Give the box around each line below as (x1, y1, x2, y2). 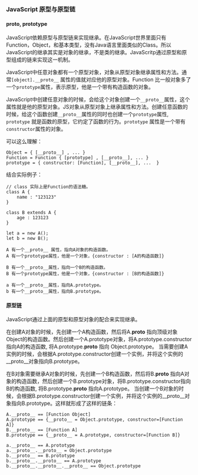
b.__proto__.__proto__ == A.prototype (6, 458, 101, 464)
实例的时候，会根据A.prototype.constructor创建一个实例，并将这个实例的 (6, 351, 184, 358)
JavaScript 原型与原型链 (6, 5, 75, 13)
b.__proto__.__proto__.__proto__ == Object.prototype (6, 463, 141, 469)
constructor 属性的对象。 (6, 126, 67, 133)
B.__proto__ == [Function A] (6, 427, 78, 433)
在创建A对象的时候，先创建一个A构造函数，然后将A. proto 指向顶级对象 (6, 328, 178, 335)
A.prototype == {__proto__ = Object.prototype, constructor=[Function (6, 417, 183, 423)
